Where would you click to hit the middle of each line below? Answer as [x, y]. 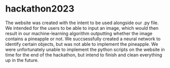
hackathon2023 [40, 9]
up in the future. [22, 60]
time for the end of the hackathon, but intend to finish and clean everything [84, 55]
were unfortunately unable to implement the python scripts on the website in [85, 49]
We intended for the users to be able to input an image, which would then [82, 28]
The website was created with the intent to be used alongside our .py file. [82, 23]
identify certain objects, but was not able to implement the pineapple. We [82, 44]
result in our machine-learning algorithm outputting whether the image [79, 33]
